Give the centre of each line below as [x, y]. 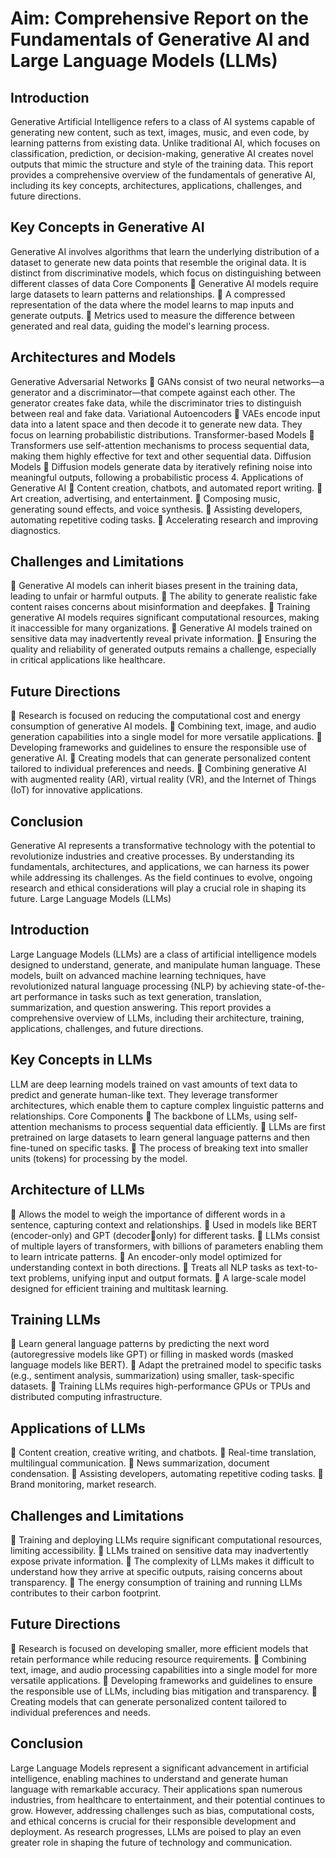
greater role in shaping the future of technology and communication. [151, 1842]
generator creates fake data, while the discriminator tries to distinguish [156, 403]
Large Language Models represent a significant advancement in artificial [159, 1768]
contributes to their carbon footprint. [86, 1593]
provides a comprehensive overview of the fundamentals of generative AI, [163, 175]
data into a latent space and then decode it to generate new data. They [156, 424]
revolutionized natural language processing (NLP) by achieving [140, 986]
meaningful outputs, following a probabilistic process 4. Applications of [157, 477]
